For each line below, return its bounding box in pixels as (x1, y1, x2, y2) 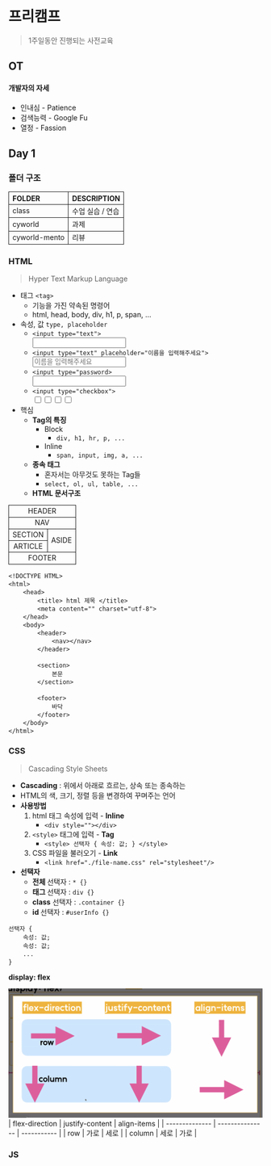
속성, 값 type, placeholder (19, 320, 108, 329)
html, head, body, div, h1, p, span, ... (31, 310, 152, 320)
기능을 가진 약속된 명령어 (31, 300, 110, 311)
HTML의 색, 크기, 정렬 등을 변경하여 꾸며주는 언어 (19, 791, 176, 800)
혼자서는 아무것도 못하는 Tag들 (44, 470, 141, 480)
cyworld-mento (12, 232, 65, 242)
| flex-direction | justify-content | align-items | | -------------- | (8, 1119, 216, 1129)
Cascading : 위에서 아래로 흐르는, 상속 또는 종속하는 (19, 780, 186, 790)
